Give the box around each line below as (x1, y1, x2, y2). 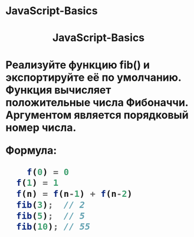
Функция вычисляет (5, 83, 111, 97)
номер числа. (5, 121, 77, 134)
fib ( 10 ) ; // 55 (16, 221, 91, 232)
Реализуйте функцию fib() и (5, 58, 150, 71)
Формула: (5, 143, 57, 157)
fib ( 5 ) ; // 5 (16, 210, 85, 222)
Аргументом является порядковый (5, 108, 189, 121)
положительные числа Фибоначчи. (5, 96, 189, 109)
